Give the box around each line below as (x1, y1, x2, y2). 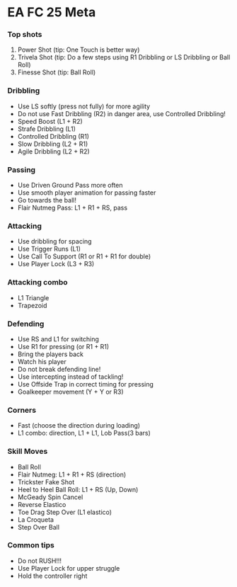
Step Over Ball (17, 523, 60, 531)
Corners (7, 405, 37, 415)
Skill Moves (7, 447, 48, 457)
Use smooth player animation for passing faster (17, 188, 156, 197)
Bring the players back (17, 350, 83, 358)
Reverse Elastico (17, 500, 67, 508)
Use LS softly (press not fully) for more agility (17, 102, 151, 110)
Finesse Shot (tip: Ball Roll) (17, 68, 96, 76)
